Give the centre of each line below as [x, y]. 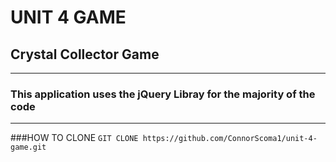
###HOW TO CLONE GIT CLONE [74, 138]
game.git [28, 147]
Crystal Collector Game [85, 54]
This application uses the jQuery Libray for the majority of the [163, 94]
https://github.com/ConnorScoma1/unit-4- [230, 139]
